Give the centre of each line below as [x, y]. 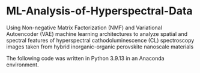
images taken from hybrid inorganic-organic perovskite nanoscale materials [100, 47]
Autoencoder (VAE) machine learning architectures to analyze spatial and [97, 34]
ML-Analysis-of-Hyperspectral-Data [100, 11]
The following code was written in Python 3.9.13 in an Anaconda [85, 58]
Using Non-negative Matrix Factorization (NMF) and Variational [84, 28]
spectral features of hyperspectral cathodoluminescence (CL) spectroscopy [100, 40]
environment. [23, 65]
